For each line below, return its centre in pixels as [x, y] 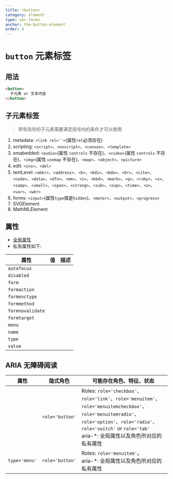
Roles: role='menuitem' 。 [112, 453]
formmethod [21, 304]
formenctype [23, 297]
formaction [21, 290]
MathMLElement [30, 209]
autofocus [20, 269]
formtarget [21, 318]
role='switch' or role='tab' [116, 429]
